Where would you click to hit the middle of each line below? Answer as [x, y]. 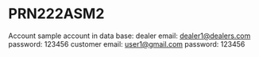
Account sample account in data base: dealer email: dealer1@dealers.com [129, 36]
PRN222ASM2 [56, 14]
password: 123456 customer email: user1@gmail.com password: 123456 [127, 44]
